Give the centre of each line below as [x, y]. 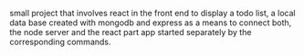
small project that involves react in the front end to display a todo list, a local [152, 13]
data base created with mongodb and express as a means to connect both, [151, 23]
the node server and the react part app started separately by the [131, 32]
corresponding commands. [60, 42]
